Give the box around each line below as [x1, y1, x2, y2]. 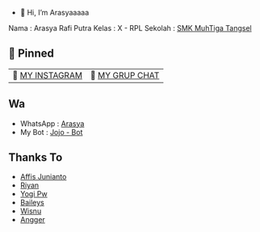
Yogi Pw [19, 189, 48, 199]
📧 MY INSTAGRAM [12, 70, 83, 81]
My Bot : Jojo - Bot [19, 127, 83, 137]
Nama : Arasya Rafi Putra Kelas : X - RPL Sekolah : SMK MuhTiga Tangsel [8, 23, 252, 32]
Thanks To [8, 150, 63, 165]
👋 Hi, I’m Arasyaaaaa [19, 8, 90, 17]
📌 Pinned [8, 47, 54, 61]
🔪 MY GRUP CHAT [90, 70, 160, 81]
